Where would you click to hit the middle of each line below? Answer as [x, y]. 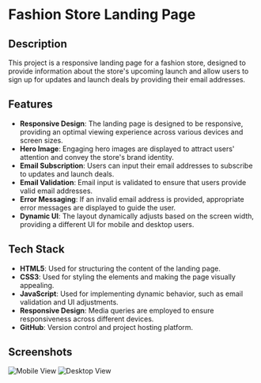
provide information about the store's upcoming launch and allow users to [129, 71]
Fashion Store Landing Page [102, 15]
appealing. [37, 285]
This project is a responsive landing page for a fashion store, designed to [127, 63]
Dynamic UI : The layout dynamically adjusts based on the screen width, [137, 216]
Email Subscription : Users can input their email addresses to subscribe [136, 165]
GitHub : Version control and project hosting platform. [106, 327]
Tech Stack [36, 250]
